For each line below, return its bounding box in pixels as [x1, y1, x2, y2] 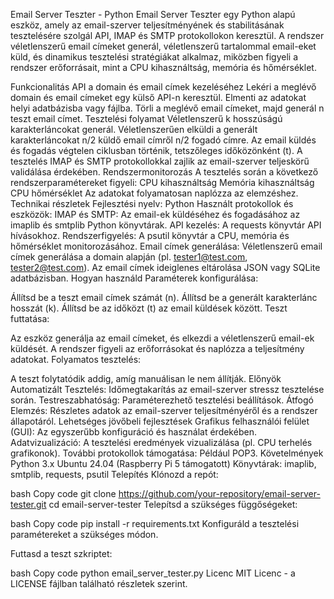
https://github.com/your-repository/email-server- [118, 488, 321, 499]
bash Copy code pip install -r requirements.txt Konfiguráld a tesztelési [10, 518, 300, 529]
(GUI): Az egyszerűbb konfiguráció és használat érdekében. [10, 426, 257, 438]
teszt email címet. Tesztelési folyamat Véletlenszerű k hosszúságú [10, 113, 283, 124]
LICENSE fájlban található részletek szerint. [10, 578, 188, 589]
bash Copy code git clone [10, 488, 117, 499]
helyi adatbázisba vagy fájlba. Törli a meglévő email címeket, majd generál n [10, 102, 325, 114]
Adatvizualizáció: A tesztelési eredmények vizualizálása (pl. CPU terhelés [10, 437, 313, 448]
